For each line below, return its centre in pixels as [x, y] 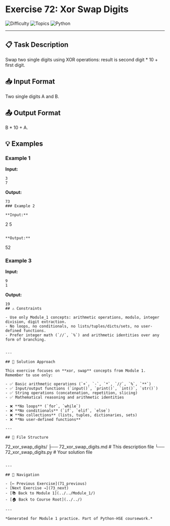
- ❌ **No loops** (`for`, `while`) [43, 406]
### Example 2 [20, 206]
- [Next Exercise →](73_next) [37, 488]
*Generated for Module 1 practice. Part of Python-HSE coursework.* [79, 519]
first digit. [15, 65]
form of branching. [26, 340]
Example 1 [18, 158]
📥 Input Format [30, 81]
